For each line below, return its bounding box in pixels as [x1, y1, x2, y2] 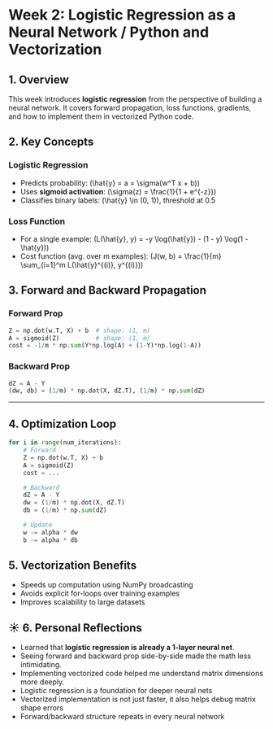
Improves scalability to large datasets [19, 597, 145, 607]
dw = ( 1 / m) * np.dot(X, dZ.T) [23, 499, 126, 507]
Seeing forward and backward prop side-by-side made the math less [19, 651, 252, 661]
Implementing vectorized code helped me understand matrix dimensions [19, 669, 264, 679]
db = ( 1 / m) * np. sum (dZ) [23, 506, 107, 514]
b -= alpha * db [23, 535, 79, 544]
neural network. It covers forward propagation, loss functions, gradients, [8, 103, 252, 112]
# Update [23, 521, 53, 530]
